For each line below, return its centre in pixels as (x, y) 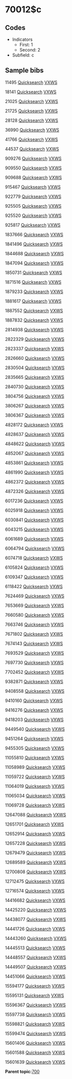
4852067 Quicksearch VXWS (35, 453)
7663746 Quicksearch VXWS (35, 624)
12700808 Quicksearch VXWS (36, 872)
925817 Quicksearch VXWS (33, 225)
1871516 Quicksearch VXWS (33, 282)
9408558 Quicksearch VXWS (35, 691)
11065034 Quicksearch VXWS (35, 796)
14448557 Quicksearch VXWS (36, 957)
